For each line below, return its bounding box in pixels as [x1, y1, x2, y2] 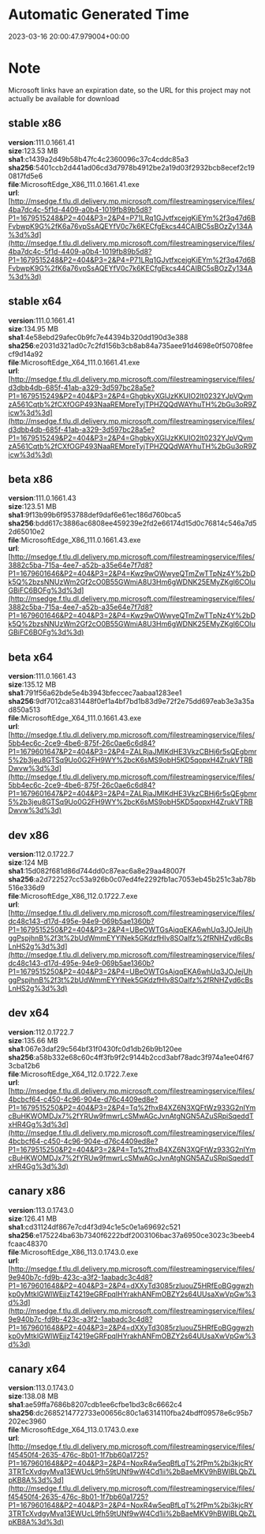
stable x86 [8, 117, 62, 130]
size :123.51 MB [8, 502, 57, 511]
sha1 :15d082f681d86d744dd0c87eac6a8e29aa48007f [8, 866, 186, 875]
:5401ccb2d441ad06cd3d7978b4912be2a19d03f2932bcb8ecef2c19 [33, 163, 255, 172]
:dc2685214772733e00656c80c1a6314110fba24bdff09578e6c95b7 [33, 1409, 253, 1418]
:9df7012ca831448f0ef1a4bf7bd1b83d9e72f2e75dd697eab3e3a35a [33, 697, 255, 706]
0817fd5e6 [8, 171, 43, 181]
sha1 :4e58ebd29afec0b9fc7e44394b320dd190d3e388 [8, 332, 188, 342]
